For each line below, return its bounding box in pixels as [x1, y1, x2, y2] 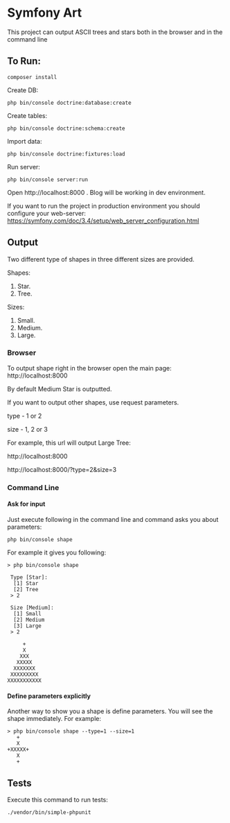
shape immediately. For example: [7, 715, 102, 723]
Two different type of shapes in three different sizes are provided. [7, 255, 195, 263]
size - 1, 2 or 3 [7, 425, 48, 433]
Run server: [7, 162, 40, 171]
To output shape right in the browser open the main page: [7, 364, 172, 372]
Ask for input [7, 500, 46, 508]
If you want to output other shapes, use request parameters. [7, 398, 179, 407]
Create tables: [7, 111, 48, 119]
